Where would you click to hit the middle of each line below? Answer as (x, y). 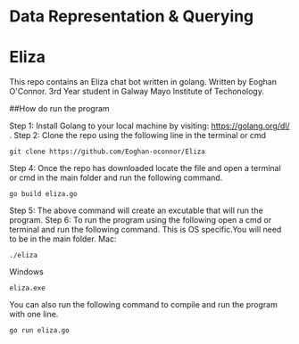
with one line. (34, 315)
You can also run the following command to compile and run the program (144, 305)
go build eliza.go (43, 194)
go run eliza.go (39, 331)
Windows (27, 272)
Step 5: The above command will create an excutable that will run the (136, 210)
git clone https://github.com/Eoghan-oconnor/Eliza (107, 152)
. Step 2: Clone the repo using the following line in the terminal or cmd (137, 135)
